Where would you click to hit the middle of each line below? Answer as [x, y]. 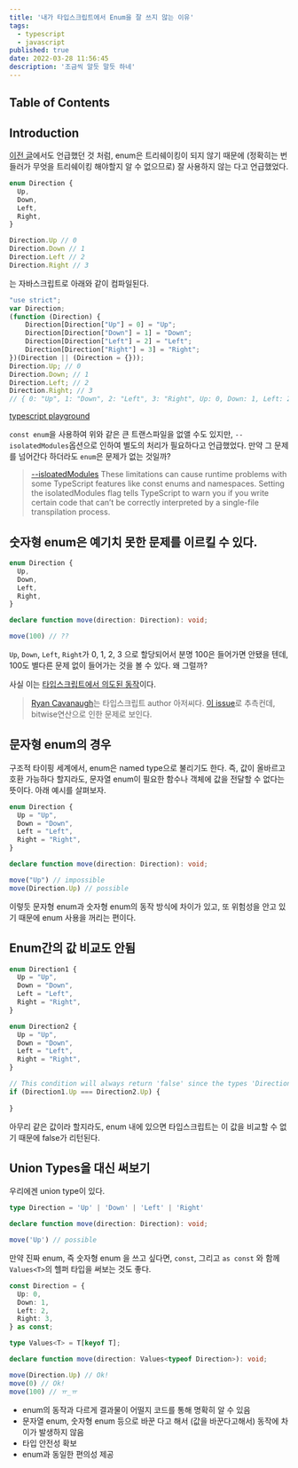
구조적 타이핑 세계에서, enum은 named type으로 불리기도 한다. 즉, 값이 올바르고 [147, 767]
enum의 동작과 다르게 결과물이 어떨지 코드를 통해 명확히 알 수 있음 [136, 1409]
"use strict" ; [35, 300]
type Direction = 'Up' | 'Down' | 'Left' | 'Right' [106, 1208]
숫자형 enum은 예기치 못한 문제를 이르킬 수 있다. [133, 542]
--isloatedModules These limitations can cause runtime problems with [159, 475]
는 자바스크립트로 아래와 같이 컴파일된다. [79, 283]
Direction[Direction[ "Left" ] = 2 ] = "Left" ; [109, 341]
